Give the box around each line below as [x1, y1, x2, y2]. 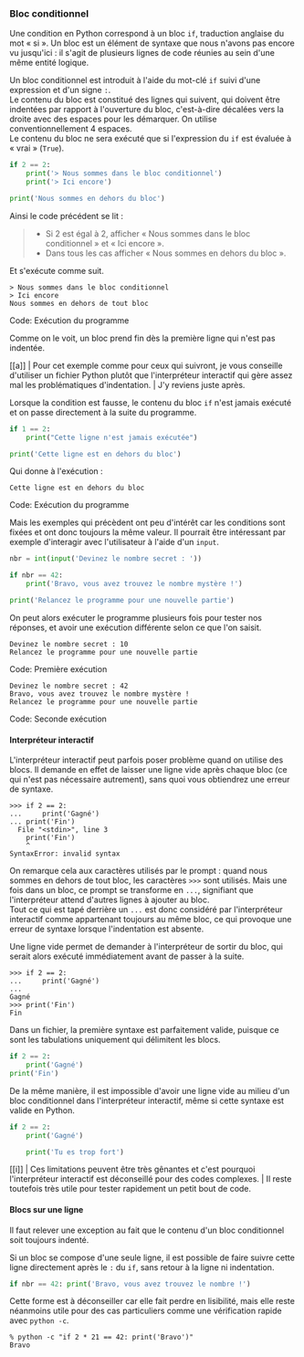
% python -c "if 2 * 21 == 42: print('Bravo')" [9, 1332, 194, 1342]
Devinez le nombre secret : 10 [9, 639, 129, 648]
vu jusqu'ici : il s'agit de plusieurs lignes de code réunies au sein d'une [9, 47, 276, 58]
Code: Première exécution [9, 663, 108, 674]
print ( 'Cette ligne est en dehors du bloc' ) [9, 449, 182, 458]
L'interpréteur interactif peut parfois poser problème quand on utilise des [9, 754, 284, 765]
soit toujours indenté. [9, 1234, 89, 1245]
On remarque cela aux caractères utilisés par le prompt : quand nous [9, 866, 267, 877]
